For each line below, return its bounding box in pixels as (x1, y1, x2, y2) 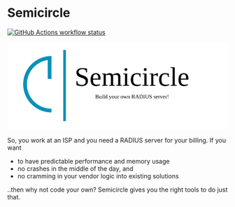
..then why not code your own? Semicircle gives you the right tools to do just (7, 185, 228, 194)
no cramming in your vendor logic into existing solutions (17, 172, 180, 180)
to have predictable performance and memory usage (17, 157, 170, 166)
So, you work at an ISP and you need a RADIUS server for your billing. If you (7, 136, 226, 145)
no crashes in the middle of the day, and (17, 164, 134, 173)
